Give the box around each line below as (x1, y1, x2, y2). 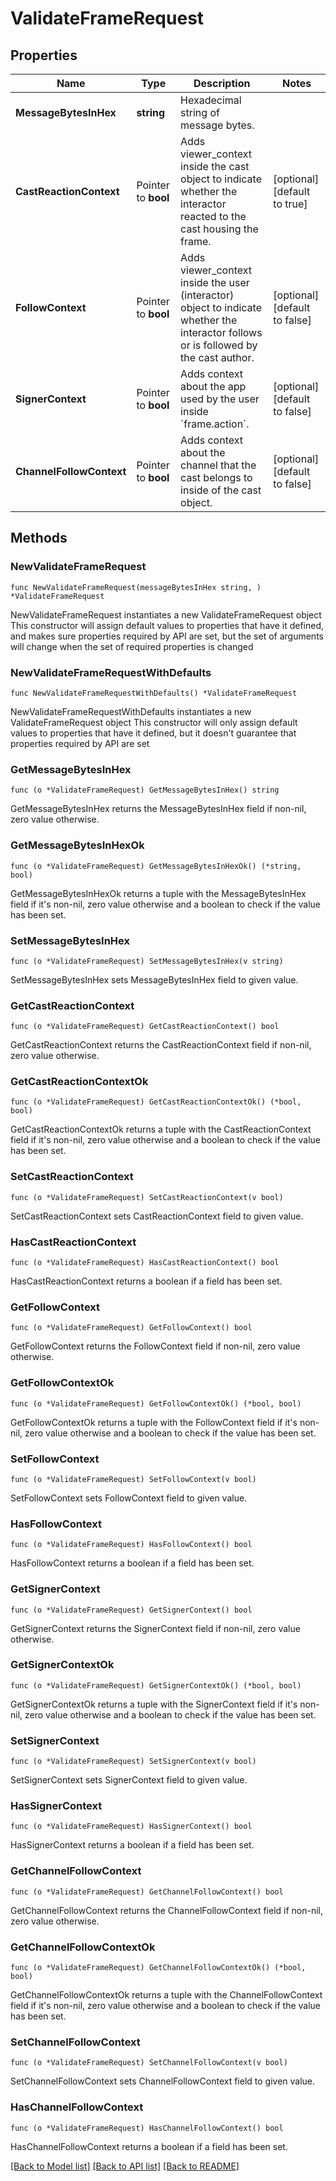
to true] (273, 197, 308, 211)
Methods (10, 530, 68, 547)
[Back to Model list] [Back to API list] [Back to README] (10, 2160, 240, 2172)
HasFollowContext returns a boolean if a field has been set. (10, 1557, 255, 1569)
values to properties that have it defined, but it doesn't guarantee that (10, 727, 297, 739)
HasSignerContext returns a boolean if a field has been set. (10, 1839, 255, 1851)
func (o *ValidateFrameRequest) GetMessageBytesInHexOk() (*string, (10, 861, 302, 871)
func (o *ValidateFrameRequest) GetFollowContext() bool (10, 1323, 253, 1333)
